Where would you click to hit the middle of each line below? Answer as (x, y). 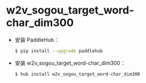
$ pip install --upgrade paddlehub (59, 51)
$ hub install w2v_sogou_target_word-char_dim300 (77, 74)
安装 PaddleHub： (37, 39)
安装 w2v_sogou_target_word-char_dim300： (70, 63)
